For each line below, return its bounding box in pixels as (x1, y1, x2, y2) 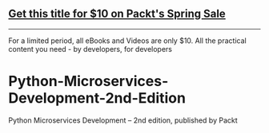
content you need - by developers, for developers (8, 44, 172, 53)
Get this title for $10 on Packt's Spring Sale (8, 7, 226, 21)
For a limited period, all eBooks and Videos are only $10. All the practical (8, 36, 247, 45)
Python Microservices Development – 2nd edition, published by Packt (8, 115, 238, 125)
